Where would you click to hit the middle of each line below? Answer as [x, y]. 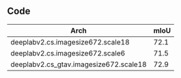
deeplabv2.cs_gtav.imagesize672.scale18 [79, 64]
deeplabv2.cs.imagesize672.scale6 [68, 53]
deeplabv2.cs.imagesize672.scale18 [70, 42]
